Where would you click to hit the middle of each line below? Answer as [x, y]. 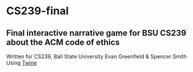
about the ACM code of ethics [63, 42]
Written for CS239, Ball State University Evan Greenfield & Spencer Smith [96, 57]
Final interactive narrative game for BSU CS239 [96, 33]
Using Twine [22, 63]
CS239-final [37, 11]
